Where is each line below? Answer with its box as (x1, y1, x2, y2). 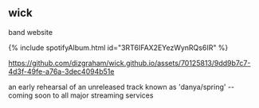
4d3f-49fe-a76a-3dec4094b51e (8, 67, 115, 76)
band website (8, 27, 53, 37)
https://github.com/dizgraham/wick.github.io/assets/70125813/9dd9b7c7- (8, 58, 251, 67)
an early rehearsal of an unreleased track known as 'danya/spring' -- (8, 82, 235, 91)
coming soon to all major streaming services (8, 91, 154, 100)
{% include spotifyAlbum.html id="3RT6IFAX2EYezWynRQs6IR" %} (8, 43, 229, 52)
